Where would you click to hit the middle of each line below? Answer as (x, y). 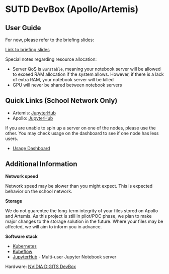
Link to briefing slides (28, 49)
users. (12, 139)
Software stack (21, 236)
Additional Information (41, 164)
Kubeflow (22, 251)
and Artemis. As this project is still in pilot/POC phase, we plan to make (78, 216)
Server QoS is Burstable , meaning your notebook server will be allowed (87, 69)
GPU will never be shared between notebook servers (67, 85)
